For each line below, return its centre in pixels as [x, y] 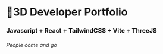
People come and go [32, 45]
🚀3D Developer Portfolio [67, 12]
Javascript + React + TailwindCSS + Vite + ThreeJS [81, 31]
